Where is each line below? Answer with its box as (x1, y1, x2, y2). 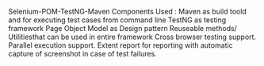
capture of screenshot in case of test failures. (8, 49, 157, 58)
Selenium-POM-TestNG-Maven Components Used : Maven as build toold (8, 7, 247, 16)
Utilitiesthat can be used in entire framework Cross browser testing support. (8, 32, 256, 41)
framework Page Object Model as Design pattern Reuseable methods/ (8, 24, 238, 33)
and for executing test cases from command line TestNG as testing (8, 15, 227, 25)
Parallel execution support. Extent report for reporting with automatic (8, 41, 234, 50)
